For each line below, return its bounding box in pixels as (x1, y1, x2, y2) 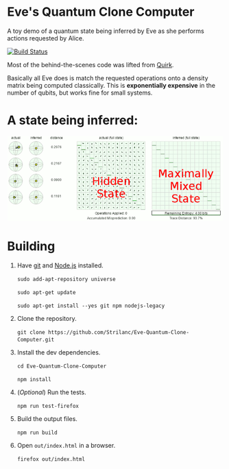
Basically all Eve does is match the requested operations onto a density (7, 73, 208, 82)
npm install (16, 376, 51, 383)
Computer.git (16, 336, 55, 343)
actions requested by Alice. (7, 34, 84, 42)
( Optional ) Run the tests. (16, 388, 87, 396)
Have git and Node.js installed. (16, 261, 104, 269)
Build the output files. (16, 414, 77, 422)
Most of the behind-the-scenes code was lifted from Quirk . (7, 60, 174, 69)
